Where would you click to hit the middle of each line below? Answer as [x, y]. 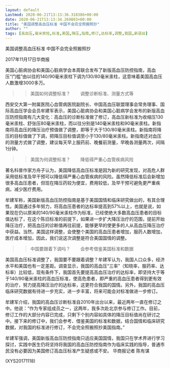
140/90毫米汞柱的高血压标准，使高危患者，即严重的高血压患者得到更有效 [86, 279]
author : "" [17, 29]
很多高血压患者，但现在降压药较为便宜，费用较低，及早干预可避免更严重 [80, 183]
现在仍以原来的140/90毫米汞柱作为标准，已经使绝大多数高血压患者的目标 [86, 213]
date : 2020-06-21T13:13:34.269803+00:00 [49, 19]
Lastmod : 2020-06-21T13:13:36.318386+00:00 [52, 15]
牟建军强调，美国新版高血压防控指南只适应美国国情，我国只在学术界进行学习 [85, 338]
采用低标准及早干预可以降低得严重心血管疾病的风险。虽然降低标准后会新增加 [85, 176]
